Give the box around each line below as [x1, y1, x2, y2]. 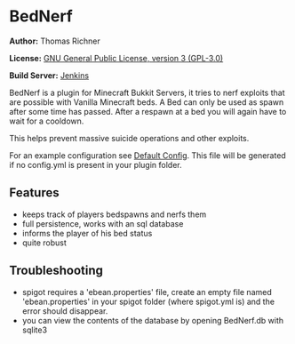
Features [9, 185, 60, 201]
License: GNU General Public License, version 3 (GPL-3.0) [9, 52, 224, 63]
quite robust [21, 237, 67, 248]
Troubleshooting [9, 263, 104, 278]
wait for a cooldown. [9, 116, 84, 126]
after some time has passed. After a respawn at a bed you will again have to [9, 106, 287, 116]
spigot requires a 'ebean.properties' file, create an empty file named [21, 286, 273, 297]
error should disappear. [21, 305, 108, 316]
